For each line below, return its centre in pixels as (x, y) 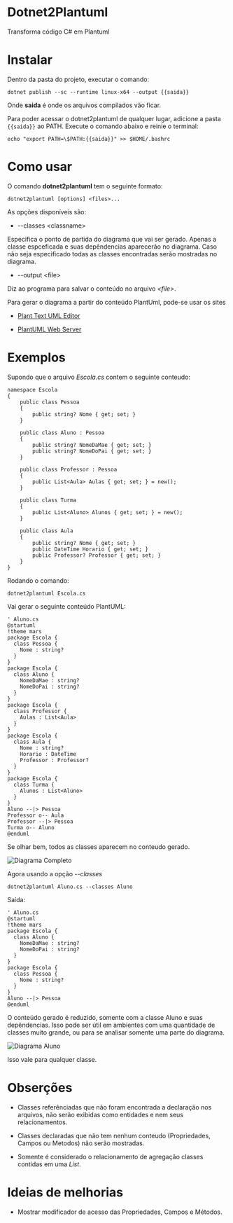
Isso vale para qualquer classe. (52, 1059)
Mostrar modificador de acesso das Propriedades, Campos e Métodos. (120, 1212)
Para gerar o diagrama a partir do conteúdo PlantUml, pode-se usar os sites (116, 302)
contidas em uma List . (49, 1164)
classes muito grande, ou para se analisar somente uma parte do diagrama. (116, 1032)
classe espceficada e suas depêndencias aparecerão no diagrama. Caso (112, 247)
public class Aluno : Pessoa (62, 433)
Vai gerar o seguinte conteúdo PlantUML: (66, 606)
